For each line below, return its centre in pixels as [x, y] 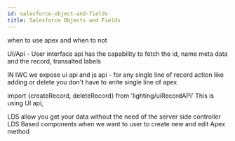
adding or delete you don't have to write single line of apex [92, 82]
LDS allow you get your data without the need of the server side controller [114, 117]
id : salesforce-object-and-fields [58, 14]
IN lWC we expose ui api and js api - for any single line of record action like [116, 75]
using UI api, [25, 103]
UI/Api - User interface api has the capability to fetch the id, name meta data [117, 54]
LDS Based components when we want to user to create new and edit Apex [116, 124]
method [19, 131]
